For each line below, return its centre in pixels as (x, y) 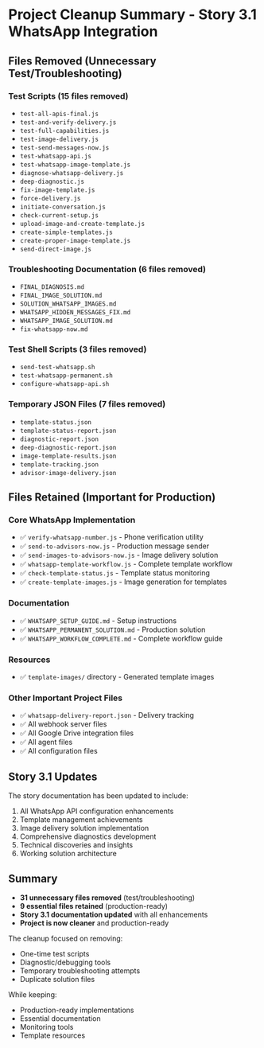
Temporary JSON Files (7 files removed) (87, 404)
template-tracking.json (59, 464)
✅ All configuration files (58, 751)
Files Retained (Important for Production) (112, 498)
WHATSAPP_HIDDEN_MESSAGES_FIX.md (75, 313)
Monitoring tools (47, 1027)
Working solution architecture (68, 854)
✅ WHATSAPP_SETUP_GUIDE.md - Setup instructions (98, 620)
